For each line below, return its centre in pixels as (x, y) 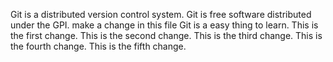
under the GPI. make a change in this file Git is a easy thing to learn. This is (164, 25)
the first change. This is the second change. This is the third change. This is (166, 35)
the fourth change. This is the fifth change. (98, 46)
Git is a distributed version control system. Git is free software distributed (161, 14)
